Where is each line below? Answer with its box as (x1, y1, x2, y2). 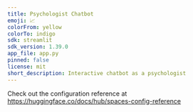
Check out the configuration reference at (7, 89, 127, 98)
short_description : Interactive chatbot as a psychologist (7, 69, 187, 77)
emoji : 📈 (7, 17, 36, 24)
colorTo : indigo (7, 30, 56, 38)
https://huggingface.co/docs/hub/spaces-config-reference (7, 96, 182, 105)
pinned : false (7, 57, 50, 64)
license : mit (7, 63, 46, 70)
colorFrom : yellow (7, 23, 62, 30)
